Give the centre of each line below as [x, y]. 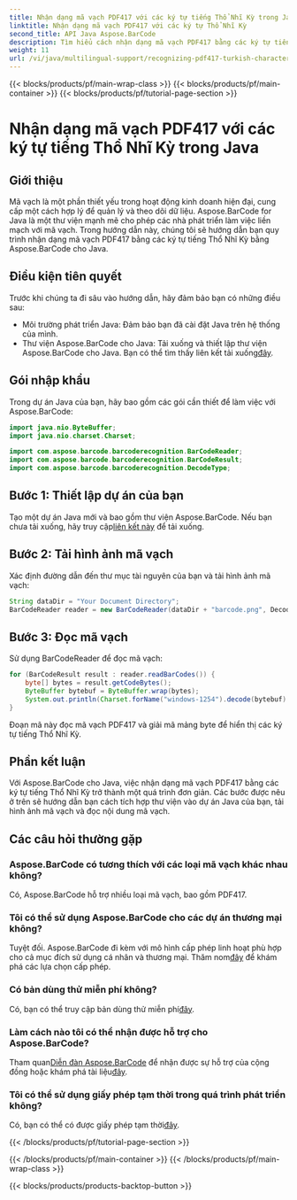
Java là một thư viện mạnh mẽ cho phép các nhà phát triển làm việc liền [140, 221]
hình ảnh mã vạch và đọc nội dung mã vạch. [90, 811]
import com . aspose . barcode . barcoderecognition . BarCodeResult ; [126, 460]
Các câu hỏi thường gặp [76, 839]
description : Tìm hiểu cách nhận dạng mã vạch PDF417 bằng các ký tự [140, 42]
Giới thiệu [36, 180]
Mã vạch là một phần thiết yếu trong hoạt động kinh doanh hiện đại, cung [143, 201]
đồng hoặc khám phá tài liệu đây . [69, 1072]
